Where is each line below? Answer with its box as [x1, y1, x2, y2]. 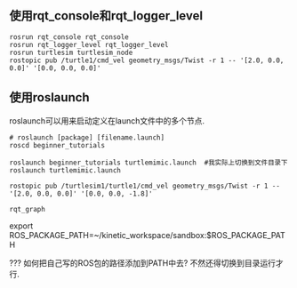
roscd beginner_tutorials [9, 140, 105, 149]
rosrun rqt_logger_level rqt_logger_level [9, 40, 169, 49]
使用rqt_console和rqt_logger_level [9, 8, 203, 24]
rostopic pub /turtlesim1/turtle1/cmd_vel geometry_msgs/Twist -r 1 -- [9, 181, 280, 190]
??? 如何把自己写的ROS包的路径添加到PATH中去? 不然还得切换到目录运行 [9, 257, 277, 268]
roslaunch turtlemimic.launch [9, 165, 122, 175]
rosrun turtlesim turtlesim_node [9, 48, 133, 57]
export [9, 220, 34, 231]
